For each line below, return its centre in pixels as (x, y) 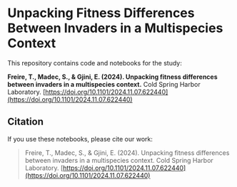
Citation (26, 122)
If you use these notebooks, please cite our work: (80, 139)
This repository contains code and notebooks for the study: (95, 63)
